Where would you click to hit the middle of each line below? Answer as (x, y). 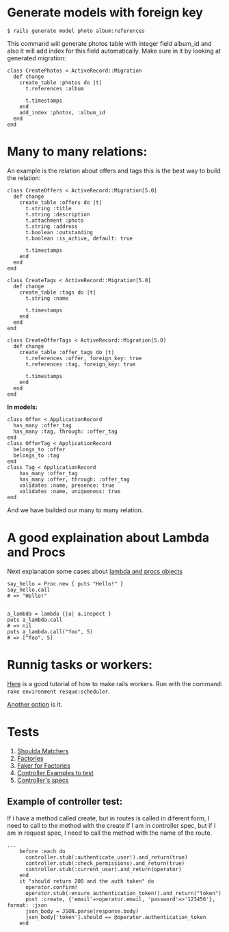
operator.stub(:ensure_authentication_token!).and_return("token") (123, 893)
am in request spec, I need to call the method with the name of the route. (110, 833)
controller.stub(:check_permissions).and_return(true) (105, 863)
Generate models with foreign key (105, 13)
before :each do (43, 851)
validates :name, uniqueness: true (70, 491)
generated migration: (37, 58)
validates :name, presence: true (67, 485)
